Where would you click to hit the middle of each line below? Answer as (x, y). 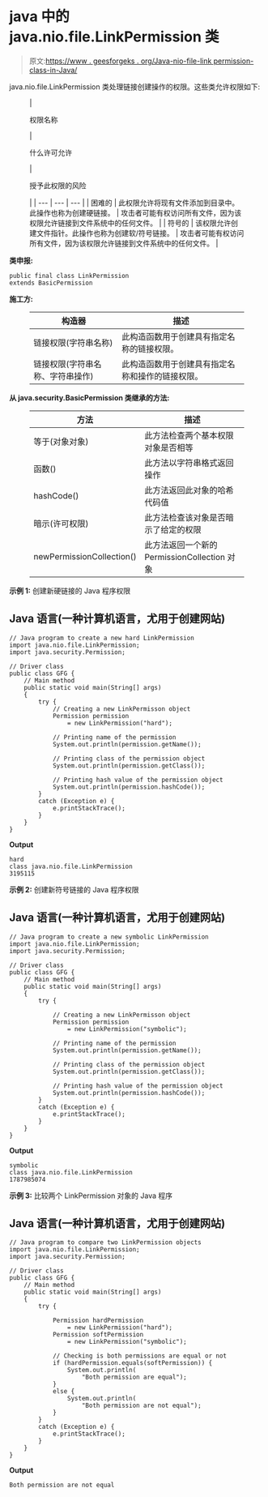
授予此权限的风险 (58, 185)
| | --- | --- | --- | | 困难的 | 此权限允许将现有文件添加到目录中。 (134, 203)
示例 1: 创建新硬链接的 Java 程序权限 (70, 590)
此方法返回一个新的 (181, 545)
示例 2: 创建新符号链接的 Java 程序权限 (74, 889)
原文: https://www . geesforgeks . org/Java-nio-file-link (120, 61)
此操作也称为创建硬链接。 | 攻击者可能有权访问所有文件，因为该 (136, 212)
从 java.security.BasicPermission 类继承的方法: (89, 397)
